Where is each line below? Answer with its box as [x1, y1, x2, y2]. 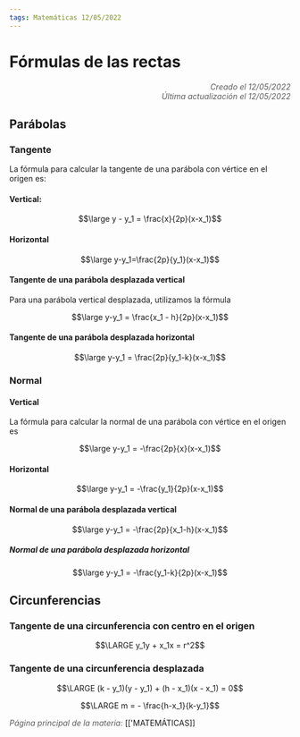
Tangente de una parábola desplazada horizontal [9, 332, 195, 343]
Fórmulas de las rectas [9, 51, 181, 72]
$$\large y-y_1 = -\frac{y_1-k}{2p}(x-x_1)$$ [72, 567, 228, 578]
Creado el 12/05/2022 [209, 81, 291, 92]
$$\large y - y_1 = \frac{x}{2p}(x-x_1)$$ [78, 214, 222, 224]
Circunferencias [9, 592, 101, 608]
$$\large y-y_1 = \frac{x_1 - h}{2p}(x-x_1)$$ [71, 311, 229, 322]
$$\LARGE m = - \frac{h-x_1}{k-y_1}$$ [79, 699, 221, 711]
